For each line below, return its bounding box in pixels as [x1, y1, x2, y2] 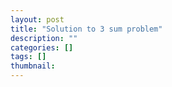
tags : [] [10, 52, 47, 62]
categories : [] [10, 42, 74, 53]
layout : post [10, 14, 65, 25]
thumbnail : [10, 61, 56, 71]
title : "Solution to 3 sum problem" [10, 24, 163, 34]
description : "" [10, 33, 78, 43]
